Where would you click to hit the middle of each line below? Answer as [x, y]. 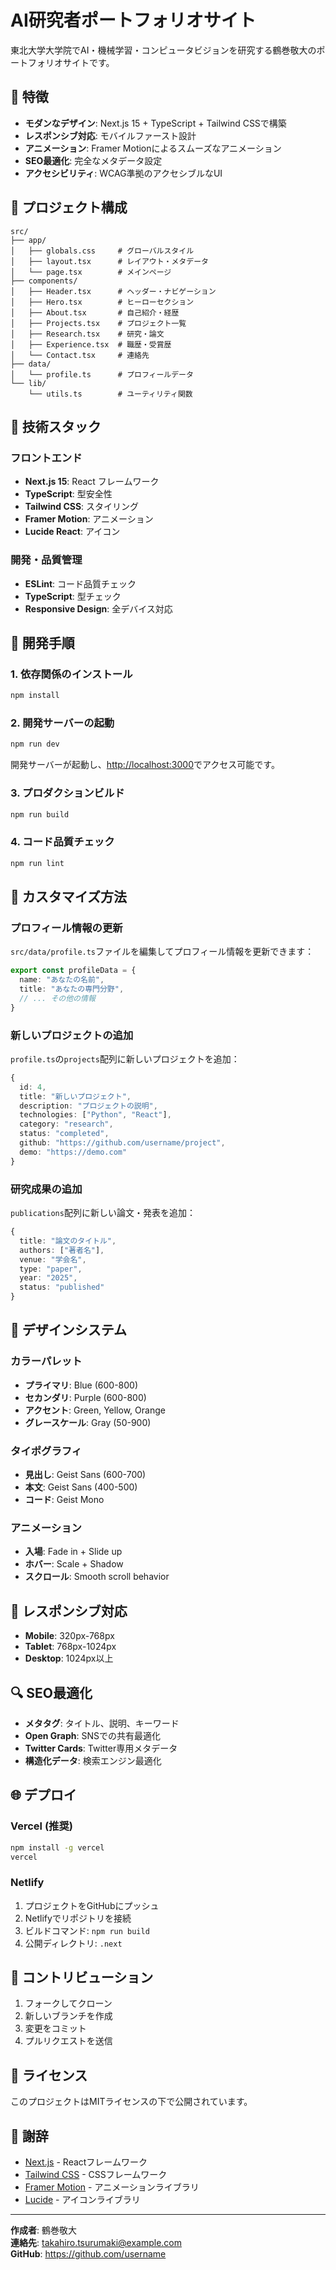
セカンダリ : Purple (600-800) [85, 1397]
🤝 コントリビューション [82, 1977]
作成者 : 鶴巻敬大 [43, 2230]
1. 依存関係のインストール [71, 674]
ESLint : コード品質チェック [80, 583]
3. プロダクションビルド [67, 793]
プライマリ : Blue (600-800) [81, 1385]
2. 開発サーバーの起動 [62, 723]
